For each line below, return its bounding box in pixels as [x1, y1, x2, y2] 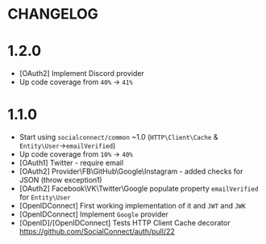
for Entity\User [19, 192, 71, 202]
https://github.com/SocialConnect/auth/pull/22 [19, 227, 175, 237]
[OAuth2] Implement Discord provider [19, 69, 144, 78]
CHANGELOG [7, 5, 98, 23]
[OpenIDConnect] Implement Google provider [19, 209, 168, 219]
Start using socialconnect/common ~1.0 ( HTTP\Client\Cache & [19, 133, 218, 142]
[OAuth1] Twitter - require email [19, 158, 124, 168]
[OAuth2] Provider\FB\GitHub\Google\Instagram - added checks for [19, 166, 243, 176]
